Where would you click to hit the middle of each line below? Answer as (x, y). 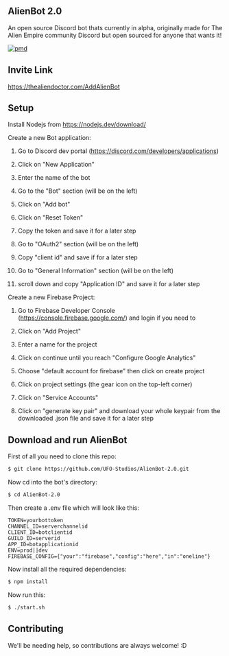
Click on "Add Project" (49, 331)
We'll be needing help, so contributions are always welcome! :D (97, 645)
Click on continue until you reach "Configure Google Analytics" (107, 358)
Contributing (36, 629)
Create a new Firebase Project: (51, 297)
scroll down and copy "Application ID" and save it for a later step (109, 284)
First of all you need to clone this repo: (62, 456)
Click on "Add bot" (44, 204)
